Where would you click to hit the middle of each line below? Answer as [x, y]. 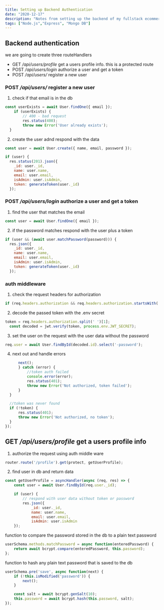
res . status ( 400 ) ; [40, 120]
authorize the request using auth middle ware [58, 453]
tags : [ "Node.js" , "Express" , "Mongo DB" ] [48, 23]
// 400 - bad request [45, 116]
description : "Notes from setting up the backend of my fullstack [74, 19]
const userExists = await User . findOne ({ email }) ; [59, 107]
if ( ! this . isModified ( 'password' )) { [52, 576]
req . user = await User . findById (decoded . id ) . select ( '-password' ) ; [74, 345]
